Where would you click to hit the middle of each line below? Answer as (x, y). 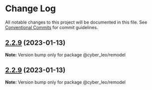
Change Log (30, 9)
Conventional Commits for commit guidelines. (51, 27)
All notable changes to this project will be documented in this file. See (76, 22)
